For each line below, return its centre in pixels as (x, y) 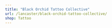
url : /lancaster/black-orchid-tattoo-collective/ (56, 14)
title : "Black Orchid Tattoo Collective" (48, 9)
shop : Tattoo (18, 18)
